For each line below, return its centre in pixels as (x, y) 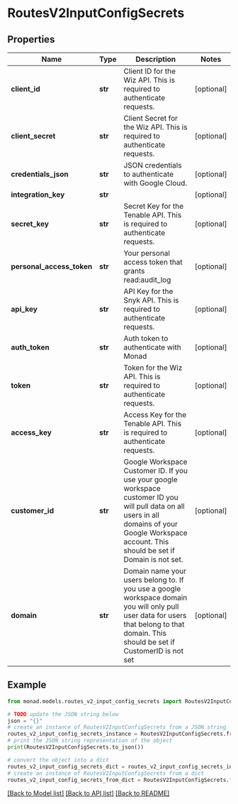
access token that (153, 262)
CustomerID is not (154, 651)
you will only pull (151, 607)
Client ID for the (149, 71)
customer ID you (151, 497)
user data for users (155, 615)
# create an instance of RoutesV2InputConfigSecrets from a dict (106, 773)
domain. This (145, 633)
